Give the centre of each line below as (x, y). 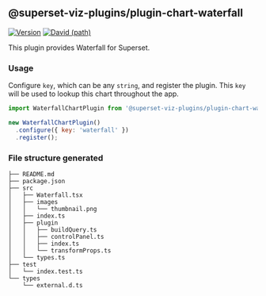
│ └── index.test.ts (46, 271)
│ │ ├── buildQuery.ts (53, 229)
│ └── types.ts (37, 257)
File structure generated (56, 158)
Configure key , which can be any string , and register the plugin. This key (127, 86)
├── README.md (32, 174)
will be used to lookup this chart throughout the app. (94, 94)
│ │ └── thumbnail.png (53, 209)
